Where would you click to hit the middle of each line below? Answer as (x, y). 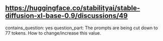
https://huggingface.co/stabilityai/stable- (73, 8)
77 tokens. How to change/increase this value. (53, 33)
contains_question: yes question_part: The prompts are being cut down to (82, 28)
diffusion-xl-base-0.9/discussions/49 (67, 16)
